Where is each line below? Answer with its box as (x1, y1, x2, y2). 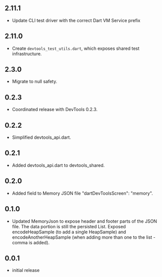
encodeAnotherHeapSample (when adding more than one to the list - (12, 234, 155, 240)
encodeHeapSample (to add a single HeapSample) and (12, 229, 126, 235)
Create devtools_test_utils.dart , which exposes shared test (12, 45, 140, 51)
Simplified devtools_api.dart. (12, 134, 71, 140)
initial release (12, 267, 40, 273)
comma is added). (12, 239, 50, 245)
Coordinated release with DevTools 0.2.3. (12, 107, 98, 113)
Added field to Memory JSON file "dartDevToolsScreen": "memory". (12, 190, 153, 196)
